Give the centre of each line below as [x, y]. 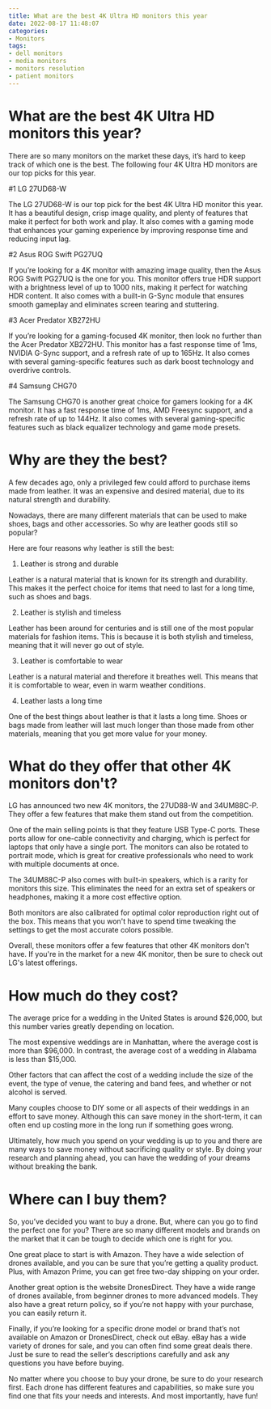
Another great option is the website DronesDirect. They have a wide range [132, 1288]
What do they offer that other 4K [120, 766]
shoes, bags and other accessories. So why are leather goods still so [123, 523]
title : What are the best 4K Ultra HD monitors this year [108, 16]
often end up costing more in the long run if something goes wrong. [121, 1125]
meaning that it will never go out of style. [76, 645]
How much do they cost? [93, 995]
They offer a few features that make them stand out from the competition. [131, 815]
